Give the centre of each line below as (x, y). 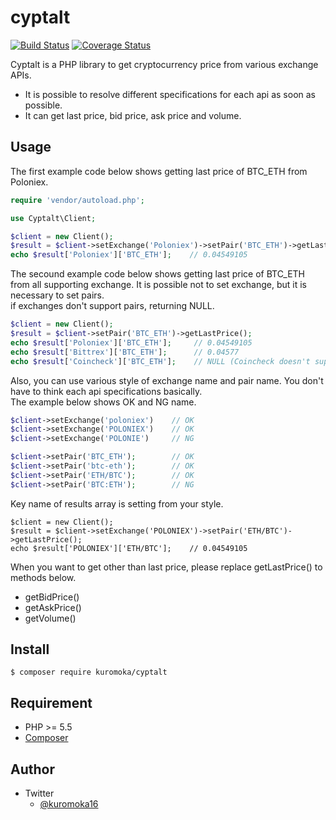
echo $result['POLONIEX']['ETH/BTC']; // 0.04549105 (129, 548)
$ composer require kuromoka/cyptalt (89, 672)
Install (30, 649)
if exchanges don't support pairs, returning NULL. (112, 306)
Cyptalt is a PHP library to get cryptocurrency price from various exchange (164, 64)
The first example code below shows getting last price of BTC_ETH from (159, 171)
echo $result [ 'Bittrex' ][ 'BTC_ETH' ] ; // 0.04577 (125, 352)
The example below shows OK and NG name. (103, 402)
